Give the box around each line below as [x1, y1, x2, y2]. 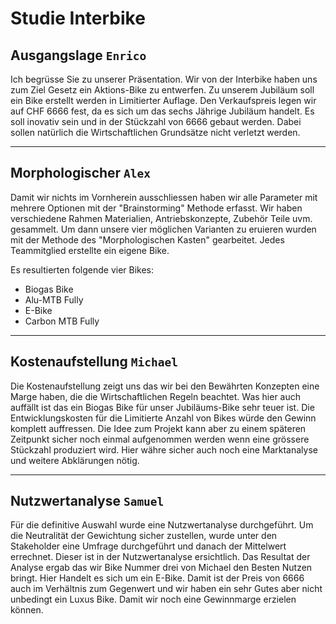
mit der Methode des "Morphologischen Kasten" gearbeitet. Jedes [10, 233, 285, 246]
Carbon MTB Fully [24, 315, 100, 327]
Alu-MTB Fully [24, 293, 84, 306]
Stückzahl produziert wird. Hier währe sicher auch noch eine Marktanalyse [10, 443, 318, 456]
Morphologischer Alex [10, 165, 152, 182]
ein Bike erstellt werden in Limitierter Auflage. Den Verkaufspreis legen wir [10, 95, 317, 106]
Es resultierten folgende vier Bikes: [10, 263, 155, 276]
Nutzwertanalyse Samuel [10, 493, 165, 510]
